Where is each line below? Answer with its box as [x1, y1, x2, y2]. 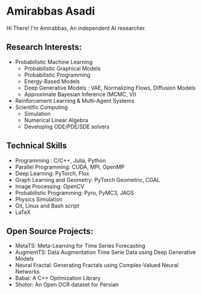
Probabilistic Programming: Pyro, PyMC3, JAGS [15, 189, 135, 196]
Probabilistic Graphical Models [24, 65, 101, 72]
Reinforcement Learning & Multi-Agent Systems [15, 97, 135, 104]
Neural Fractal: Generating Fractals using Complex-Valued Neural [15, 262, 179, 269]
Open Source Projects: [6, 226, 93, 236]
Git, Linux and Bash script [15, 202, 80, 209]
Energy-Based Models [24, 77, 80, 85]
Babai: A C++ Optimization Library [15, 275, 101, 282]
